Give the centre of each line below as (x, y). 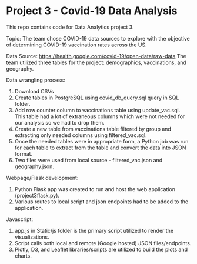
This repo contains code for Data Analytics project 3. (70, 27)
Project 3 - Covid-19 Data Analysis (92, 11)
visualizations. (32, 237)
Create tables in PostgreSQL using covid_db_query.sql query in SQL (97, 98)
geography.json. (34, 166)
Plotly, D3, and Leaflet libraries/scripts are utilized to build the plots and (101, 249)
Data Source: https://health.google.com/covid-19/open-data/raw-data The (96, 56)
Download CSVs (34, 91)
